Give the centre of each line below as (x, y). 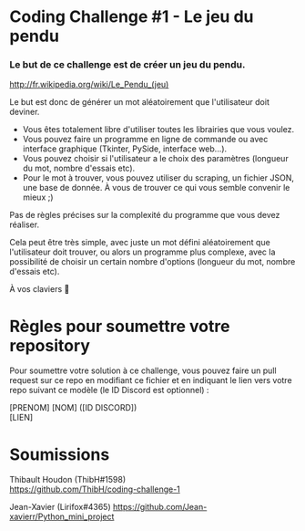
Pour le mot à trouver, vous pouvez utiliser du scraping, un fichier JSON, (158, 178)
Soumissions (60, 454)
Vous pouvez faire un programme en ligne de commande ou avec (145, 140)
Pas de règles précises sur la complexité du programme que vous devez (145, 215)
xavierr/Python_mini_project (62, 516)
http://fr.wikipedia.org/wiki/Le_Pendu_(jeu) (89, 85)
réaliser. (24, 224)
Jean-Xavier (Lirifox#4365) (60, 507)
